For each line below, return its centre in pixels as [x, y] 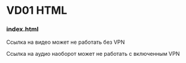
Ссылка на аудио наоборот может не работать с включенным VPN [93, 54]
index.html [22, 29]
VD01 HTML [37, 10]
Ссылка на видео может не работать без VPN [66, 42]
